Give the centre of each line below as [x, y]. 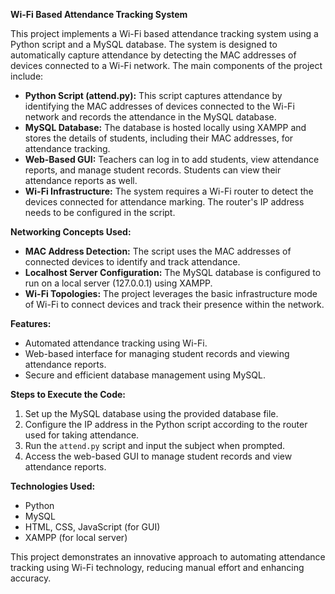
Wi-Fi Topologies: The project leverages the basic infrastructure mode [171, 293]
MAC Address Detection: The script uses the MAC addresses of [158, 251]
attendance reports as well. [81, 180]
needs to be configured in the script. [100, 212]
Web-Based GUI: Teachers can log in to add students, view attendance [172, 159]
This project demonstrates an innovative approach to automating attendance [168, 557]
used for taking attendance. [82, 435]
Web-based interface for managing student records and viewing [157, 353]
